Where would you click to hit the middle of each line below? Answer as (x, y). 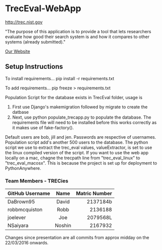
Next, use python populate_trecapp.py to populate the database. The (82, 117)
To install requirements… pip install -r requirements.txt (60, 78)
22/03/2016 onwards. (27, 243)
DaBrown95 (21, 202)
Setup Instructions (34, 67)
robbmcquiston (25, 209)
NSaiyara (18, 226)
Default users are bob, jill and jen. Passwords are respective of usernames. (81, 137)
